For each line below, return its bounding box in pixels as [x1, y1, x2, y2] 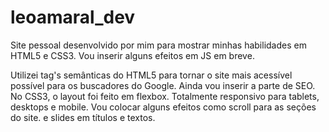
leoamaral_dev [10, 6, 136, 29]
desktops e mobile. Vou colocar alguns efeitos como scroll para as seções [10, 101, 317, 113]
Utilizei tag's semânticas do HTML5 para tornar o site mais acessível [10, 69, 293, 81]
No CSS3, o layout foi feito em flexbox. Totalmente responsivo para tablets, [10, 90, 320, 102]
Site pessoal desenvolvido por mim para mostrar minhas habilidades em [10, 39, 307, 51]
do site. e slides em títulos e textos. [10, 111, 156, 123]
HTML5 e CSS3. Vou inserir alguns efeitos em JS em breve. [10, 49, 255, 61]
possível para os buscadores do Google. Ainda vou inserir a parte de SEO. [10, 79, 316, 91]
